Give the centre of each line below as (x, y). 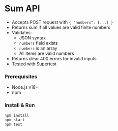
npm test (14, 125)
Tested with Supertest (34, 64)
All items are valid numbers (46, 53)
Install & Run (20, 105)
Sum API (22, 9)
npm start (15, 120)
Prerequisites (21, 77)
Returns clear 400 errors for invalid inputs (54, 58)
